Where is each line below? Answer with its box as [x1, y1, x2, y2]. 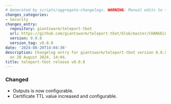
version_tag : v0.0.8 [10, 41, 53, 46]
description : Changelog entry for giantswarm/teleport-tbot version [5, 50, 154, 55]
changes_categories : [5, 12, 49, 17]
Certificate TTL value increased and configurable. [12, 93, 118, 99]
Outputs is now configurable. [12, 87, 74, 94]
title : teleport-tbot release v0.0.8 [5, 59, 85, 64]
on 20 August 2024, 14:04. [10, 54, 67, 60]
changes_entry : [5, 21, 38, 27]
